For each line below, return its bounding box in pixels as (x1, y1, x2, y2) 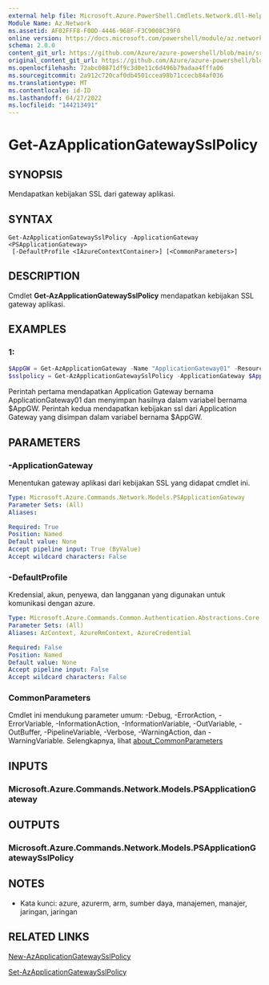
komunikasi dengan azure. (8, 599, 95, 609)
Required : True (8, 523, 59, 531)
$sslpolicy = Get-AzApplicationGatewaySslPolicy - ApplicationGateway (8, 372, 246, 381)
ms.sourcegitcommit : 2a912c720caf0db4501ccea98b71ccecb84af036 (8, 71, 224, 79)
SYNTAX (8, 212, 54, 226)
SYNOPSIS (8, 168, 63, 181)
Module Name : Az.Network (8, 19, 91, 27)
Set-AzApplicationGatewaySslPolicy (8, 967, 127, 976)
